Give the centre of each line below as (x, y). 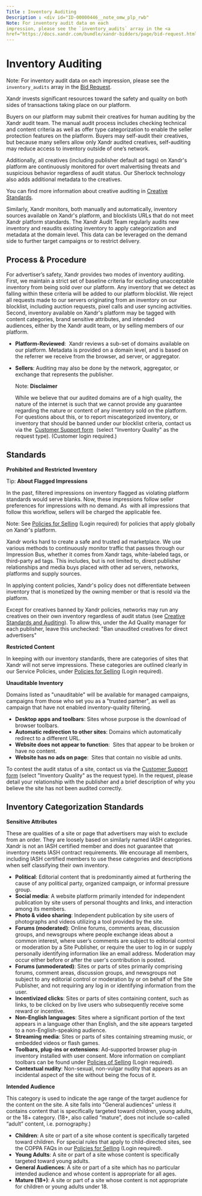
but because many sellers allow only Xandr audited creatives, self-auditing (99, 143)
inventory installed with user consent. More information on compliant (100, 1055)
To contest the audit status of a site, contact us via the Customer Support (97, 769)
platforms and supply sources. (44, 573)
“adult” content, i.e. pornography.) (49, 1124)
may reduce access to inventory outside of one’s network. (78, 149)
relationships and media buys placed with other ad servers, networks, (93, 567)
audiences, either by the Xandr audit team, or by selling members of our (95, 325)
